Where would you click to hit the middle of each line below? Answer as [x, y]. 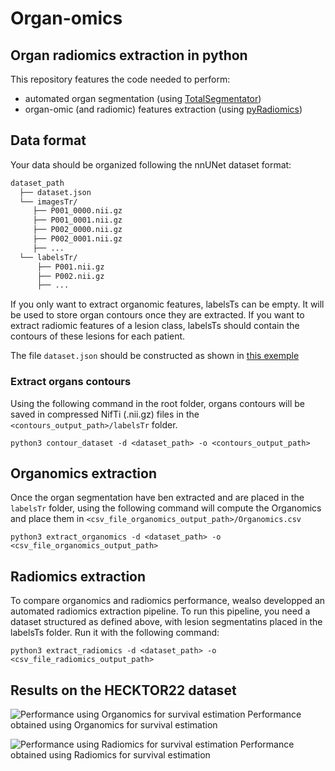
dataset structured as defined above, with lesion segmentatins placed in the [166, 622]
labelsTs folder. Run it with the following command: [115, 633]
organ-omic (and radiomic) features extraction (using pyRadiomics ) [163, 109]
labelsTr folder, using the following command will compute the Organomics [166, 508]
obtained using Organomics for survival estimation [114, 725]
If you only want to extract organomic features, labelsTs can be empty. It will [167, 304]
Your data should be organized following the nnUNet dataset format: [151, 164]
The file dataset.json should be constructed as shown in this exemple [155, 356]
